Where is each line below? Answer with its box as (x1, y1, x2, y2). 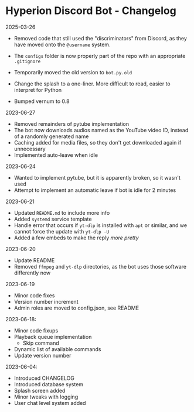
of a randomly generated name (13, 133, 89, 140)
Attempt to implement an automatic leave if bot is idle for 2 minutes (13, 186, 176, 194)
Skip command (22, 339, 59, 346)
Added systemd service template (13, 215, 92, 222)
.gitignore (13, 59, 41, 64)
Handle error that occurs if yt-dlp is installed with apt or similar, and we (13, 221, 188, 229)
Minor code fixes (13, 291, 55, 299)
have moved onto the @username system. (13, 41, 111, 48)
